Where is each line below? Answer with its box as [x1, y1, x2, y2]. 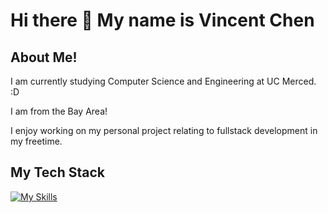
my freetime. [10, 135, 63, 147]
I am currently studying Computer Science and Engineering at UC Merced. [10, 75, 317, 87]
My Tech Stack [10, 164, 105, 181]
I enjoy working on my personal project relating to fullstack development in [10, 125, 318, 136]
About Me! [10, 49, 78, 66]
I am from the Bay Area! [10, 105, 108, 117]
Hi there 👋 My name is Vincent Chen [10, 9, 315, 32]
